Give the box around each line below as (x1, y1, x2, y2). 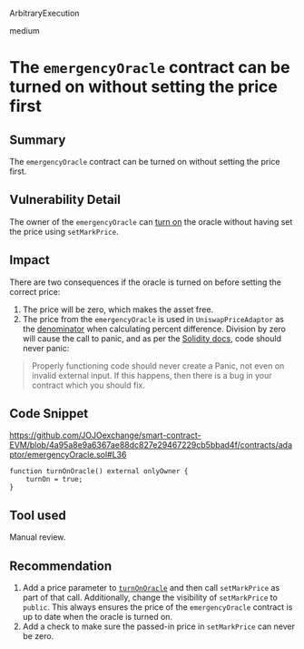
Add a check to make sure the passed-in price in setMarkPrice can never (22, 621, 295, 632)
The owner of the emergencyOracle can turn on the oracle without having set (9, 216, 293, 227)
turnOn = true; (25, 475, 83, 484)
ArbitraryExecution (9, 8, 80, 18)
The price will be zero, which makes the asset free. (22, 304, 214, 315)
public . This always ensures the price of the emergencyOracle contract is (22, 602, 293, 613)
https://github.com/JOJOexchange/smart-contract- (9, 430, 201, 441)
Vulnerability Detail (9, 192, 121, 208)
